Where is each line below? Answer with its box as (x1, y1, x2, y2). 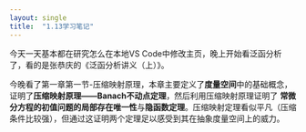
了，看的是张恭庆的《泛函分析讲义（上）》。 (9, 59, 169, 70)
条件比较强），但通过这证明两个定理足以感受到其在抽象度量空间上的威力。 (9, 113, 285, 124)
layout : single (9, 13, 67, 23)
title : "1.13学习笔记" (9, 22, 94, 31)
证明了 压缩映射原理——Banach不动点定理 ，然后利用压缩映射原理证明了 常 (9, 90, 289, 101)
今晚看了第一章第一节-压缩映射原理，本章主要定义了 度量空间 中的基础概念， (9, 78, 293, 89)
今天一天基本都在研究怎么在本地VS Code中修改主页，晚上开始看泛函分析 (9, 47, 282, 59)
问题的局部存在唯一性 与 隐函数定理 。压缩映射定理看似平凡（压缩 (56, 101, 297, 112)
